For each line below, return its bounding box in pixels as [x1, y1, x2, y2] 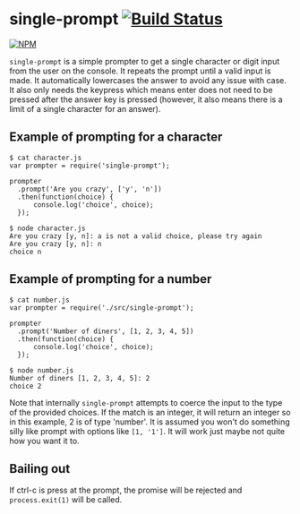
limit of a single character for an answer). [9, 103, 161, 114]
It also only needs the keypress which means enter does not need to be [9, 84, 273, 95]
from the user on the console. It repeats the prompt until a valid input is [9, 65, 271, 76]
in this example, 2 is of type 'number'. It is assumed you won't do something [9, 416, 291, 427]
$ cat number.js [9, 296, 70, 304]
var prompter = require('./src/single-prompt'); [9, 303, 194, 313]
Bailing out [9, 461, 71, 476]
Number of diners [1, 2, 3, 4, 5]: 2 [9, 373, 150, 382]
